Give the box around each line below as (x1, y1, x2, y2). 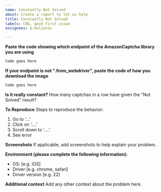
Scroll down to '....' (12, 126, 51, 132)
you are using (5, 49, 34, 55)
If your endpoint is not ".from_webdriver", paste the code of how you (5, 68, 151, 74)
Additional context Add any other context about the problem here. (5, 181, 142, 187)
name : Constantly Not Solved (5, 7, 66, 12)
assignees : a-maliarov (5, 26, 52, 31)
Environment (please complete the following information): (5, 151, 128, 157)
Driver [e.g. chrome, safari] (12, 166, 68, 172)
